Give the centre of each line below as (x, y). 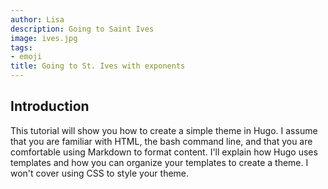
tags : (21, 47)
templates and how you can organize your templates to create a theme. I (159, 162)
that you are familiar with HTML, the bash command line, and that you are (161, 141)
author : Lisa (37, 19)
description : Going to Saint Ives (82, 29)
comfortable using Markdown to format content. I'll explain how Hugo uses (164, 152)
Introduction (50, 106)
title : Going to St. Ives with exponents (98, 66)
